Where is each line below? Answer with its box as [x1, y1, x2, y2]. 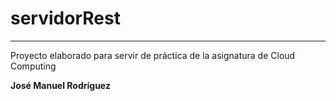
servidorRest [10, 7, 121, 30]
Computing [10, 60, 57, 72]
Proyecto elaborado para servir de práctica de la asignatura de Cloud [10, 49, 296, 61]
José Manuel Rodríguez [10, 79, 111, 91]
